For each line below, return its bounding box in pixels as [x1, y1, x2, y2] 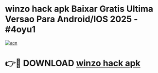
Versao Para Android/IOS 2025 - [5, 14, 138, 25]
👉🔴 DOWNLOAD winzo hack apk [5, 58, 141, 69]
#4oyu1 [5, 24, 36, 35]
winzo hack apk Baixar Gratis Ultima [5, 3, 154, 15]
